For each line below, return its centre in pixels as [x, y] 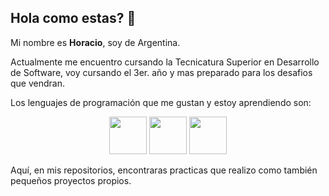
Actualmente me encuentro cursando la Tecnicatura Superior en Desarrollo [165, 62]
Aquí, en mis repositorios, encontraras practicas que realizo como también [164, 170]
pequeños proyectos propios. [71, 180]
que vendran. [37, 83]
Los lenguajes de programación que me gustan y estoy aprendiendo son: [161, 102]
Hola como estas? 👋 [73, 18]
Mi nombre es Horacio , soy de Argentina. [95, 42]
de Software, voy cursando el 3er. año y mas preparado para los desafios [161, 72]
